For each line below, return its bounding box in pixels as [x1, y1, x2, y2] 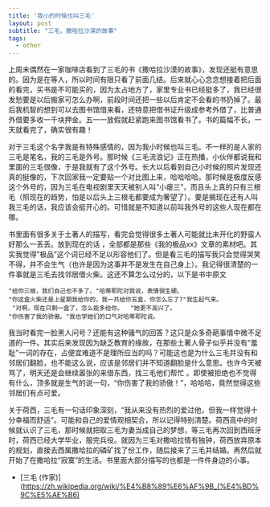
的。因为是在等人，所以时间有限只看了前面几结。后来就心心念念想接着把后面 [8, 75, 262, 84]
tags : [8, 34, 27, 43]
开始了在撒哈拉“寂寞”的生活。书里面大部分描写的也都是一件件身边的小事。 [8, 456, 255, 465]
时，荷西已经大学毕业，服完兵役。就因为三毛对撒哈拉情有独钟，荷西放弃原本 [8, 435, 262, 445]
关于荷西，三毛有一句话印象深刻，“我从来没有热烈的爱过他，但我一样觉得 [8, 405, 252, 415]
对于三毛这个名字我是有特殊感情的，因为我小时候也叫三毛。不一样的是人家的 [8, 142, 262, 152]
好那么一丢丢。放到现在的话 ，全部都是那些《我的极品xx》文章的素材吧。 [8, 239, 251, 249]
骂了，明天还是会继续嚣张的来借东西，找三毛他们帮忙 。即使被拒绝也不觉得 [8, 368, 257, 378]
